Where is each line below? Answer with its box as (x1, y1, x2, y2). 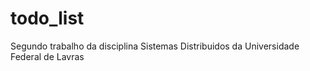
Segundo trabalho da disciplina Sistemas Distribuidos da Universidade (10, 40, 300, 52)
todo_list (10, 7, 85, 30)
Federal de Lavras (10, 50, 85, 62)
